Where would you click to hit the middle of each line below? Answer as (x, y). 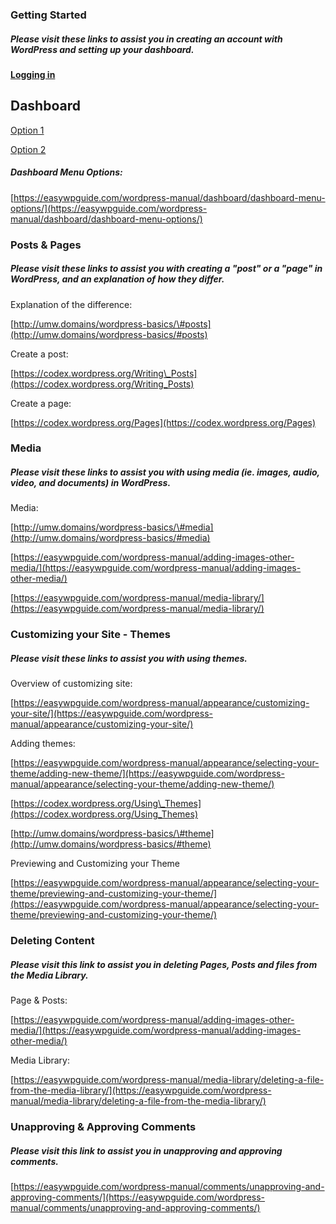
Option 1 (27, 130)
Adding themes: (43, 744)
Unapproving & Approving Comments (103, 1127)
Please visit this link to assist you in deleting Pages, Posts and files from (164, 964)
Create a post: (39, 354)
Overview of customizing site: (71, 684)
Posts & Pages (46, 245)
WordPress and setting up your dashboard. (102, 49)
